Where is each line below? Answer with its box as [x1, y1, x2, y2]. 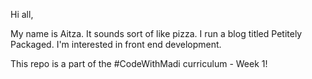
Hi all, [10, 9, 34, 20]
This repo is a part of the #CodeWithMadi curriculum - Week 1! [10, 58, 268, 69]
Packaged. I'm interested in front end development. [10, 39, 222, 50]
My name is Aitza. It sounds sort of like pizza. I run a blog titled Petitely [10, 28, 303, 39]
